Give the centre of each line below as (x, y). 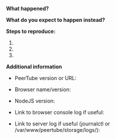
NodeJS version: (35, 101)
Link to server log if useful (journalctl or (62, 124)
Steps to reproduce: (31, 31)
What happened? (28, 9)
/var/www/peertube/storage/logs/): (57, 130)
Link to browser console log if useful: (59, 112)
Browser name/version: (43, 90)
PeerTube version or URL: (45, 78)
